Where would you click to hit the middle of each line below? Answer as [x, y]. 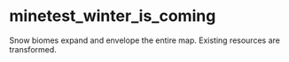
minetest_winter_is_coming [113, 16]
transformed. [33, 49]
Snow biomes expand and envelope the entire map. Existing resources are [145, 40]
